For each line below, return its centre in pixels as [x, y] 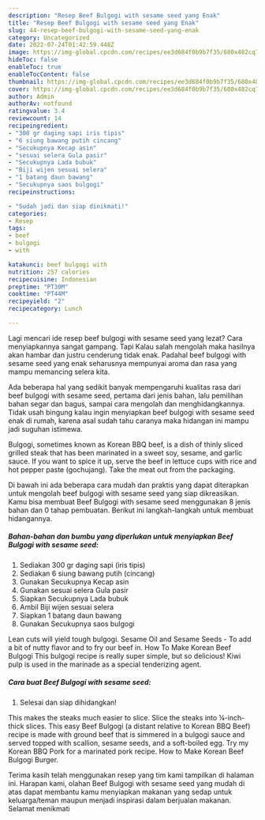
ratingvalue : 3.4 [37, 111]
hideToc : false [33, 60]
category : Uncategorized [49, 38]
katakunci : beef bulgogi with [58, 265]
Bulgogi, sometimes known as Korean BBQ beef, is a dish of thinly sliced [125, 444]
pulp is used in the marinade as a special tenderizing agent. [105, 664]
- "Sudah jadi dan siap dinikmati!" [68, 206]
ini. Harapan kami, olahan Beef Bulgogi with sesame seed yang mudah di [127, 783]
